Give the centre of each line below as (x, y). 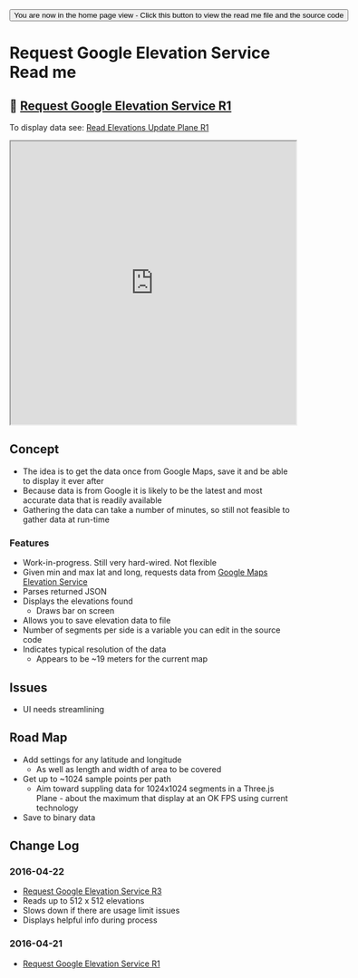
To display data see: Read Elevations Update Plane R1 (109, 127)
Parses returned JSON (64, 592)
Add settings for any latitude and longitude (102, 760)
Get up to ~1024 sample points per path (97, 779)
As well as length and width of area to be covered (129, 769)
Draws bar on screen (75, 611)
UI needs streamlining (63, 709)
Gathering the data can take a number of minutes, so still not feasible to (156, 509)
